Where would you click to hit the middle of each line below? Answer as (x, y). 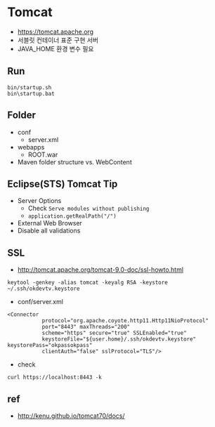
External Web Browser (50, 223)
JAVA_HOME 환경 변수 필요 (56, 48)
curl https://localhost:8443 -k (54, 377)
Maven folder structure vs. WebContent (74, 162)
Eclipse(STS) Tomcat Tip (63, 184)
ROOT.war (43, 155)
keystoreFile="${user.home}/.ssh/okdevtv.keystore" (119, 339)
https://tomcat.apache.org (55, 32)
